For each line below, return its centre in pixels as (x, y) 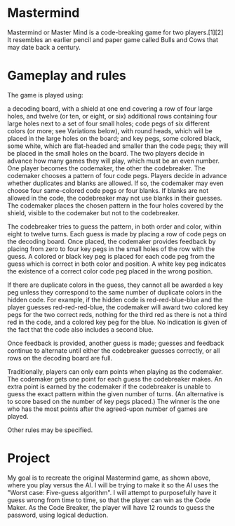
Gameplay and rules (67, 76)
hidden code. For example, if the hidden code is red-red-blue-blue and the (115, 299)
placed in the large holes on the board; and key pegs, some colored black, (114, 138)
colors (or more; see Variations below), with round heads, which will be (110, 130)
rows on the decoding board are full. (60, 358)
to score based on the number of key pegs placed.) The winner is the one (114, 401)
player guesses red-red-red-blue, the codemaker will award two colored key (118, 307)
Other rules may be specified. (50, 430)
